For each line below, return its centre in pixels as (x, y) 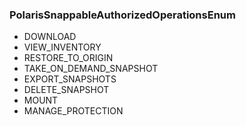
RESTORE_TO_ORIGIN (68, 58)
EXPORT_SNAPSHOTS (70, 79)
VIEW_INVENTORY (62, 47)
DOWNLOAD (50, 37)
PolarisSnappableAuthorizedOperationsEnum (122, 15)
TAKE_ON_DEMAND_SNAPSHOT (91, 69)
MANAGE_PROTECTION (73, 111)
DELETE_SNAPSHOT (66, 90)
